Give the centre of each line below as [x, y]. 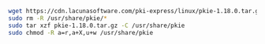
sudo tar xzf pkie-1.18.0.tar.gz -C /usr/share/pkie [97, 25]
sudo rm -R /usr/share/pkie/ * [58, 18]
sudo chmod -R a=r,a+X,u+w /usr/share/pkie [81, 32]
